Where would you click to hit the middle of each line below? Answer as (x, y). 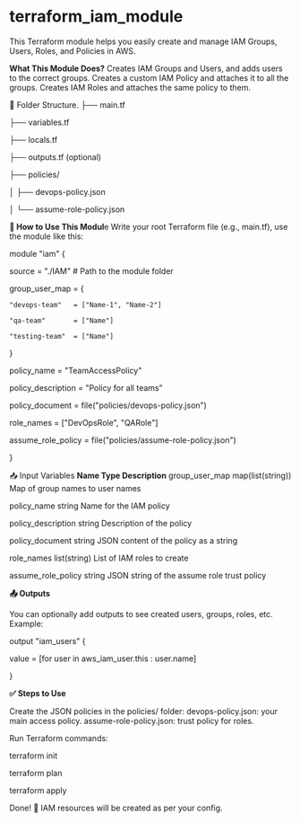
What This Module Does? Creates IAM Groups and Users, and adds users (146, 68)
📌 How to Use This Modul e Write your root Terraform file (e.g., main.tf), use (149, 226)
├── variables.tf (39, 122)
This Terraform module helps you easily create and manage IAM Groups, (143, 41)
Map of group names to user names (75, 488)
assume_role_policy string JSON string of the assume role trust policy (138, 575)
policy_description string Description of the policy (101, 523)
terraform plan (36, 773)
